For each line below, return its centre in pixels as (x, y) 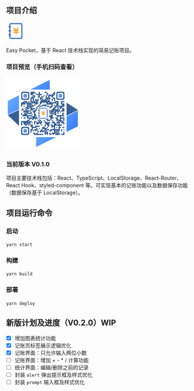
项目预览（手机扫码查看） (42, 67)
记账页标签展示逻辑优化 (43, 345)
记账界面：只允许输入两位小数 (50, 352)
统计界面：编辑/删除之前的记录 (52, 367)
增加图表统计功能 (35, 338)
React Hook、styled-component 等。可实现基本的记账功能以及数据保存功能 (97, 186)
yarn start (19, 245)
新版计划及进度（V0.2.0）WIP (61, 323)
